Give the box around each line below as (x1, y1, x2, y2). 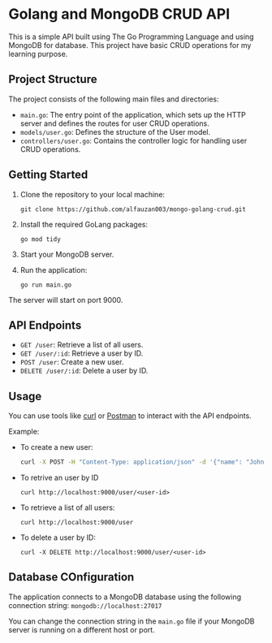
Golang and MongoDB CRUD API (8, 5, 231, 24)
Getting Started (8, 168, 89, 182)
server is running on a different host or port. (8, 624, 156, 634)
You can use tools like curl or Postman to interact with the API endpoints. (8, 411, 252, 421)
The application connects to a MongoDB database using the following (8, 592, 242, 602)
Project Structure (8, 72, 97, 86)
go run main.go (19, 281, 72, 289)
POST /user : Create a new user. (19, 357, 124, 367)
